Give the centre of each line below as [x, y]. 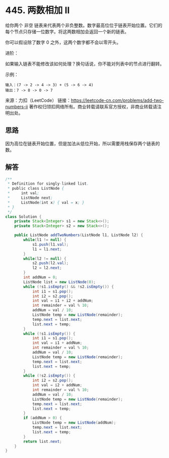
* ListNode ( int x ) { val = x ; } [46, 202]
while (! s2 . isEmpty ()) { [49, 376]
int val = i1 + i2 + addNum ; [63, 301]
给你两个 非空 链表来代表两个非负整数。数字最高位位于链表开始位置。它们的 [84, 25]
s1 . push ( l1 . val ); [50, 244]
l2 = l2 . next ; [47, 268]
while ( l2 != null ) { [45, 259]
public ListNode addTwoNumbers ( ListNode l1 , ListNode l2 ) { [79, 235]
